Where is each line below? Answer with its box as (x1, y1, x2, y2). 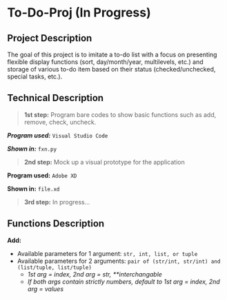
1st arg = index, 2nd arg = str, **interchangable (27, 270, 162, 278)
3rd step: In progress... (23, 197, 90, 206)
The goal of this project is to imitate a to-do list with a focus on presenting (7, 50, 217, 58)
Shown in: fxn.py (7, 144, 57, 153)
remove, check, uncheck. (23, 118, 97, 126)
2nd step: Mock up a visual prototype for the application (23, 158, 185, 166)
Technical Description (7, 92, 104, 104)
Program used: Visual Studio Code (7, 131, 108, 139)
